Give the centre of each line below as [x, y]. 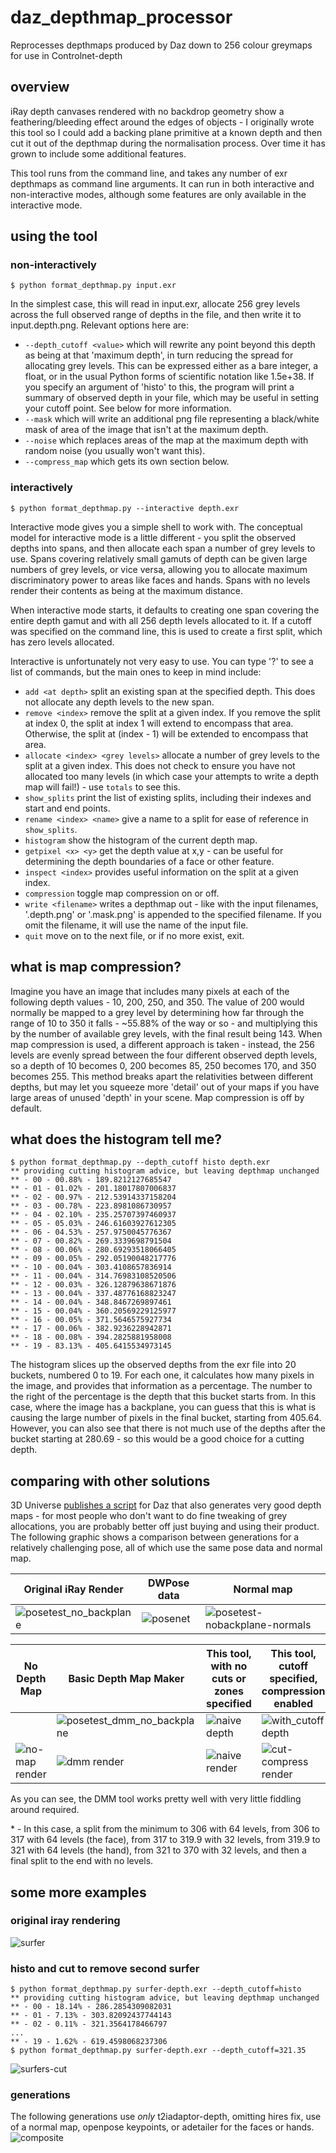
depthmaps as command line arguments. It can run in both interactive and [162, 183]
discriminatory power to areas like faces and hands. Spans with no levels [160, 580]
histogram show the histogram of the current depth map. [141, 840]
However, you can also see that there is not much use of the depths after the [168, 1428]
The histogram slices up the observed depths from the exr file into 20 [153, 1365]
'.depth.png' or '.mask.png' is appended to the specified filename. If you [173, 914]
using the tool [54, 236]
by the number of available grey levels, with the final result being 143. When [166, 1033]
